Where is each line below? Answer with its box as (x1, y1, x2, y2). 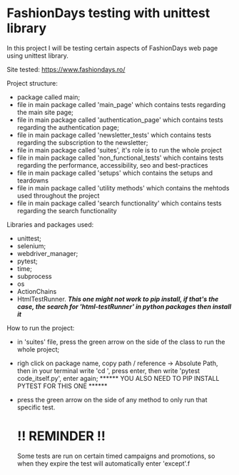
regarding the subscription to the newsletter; (16, 138, 148, 147)
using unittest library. (6, 51, 69, 60)
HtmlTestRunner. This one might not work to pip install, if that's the (16, 295, 219, 303)
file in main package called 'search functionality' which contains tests (16, 198, 222, 208)
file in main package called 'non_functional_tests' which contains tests (16, 153, 224, 162)
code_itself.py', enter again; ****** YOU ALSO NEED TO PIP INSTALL (16, 374, 220, 382)
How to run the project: (6, 323, 75, 332)
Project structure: (6, 78, 59, 87)
